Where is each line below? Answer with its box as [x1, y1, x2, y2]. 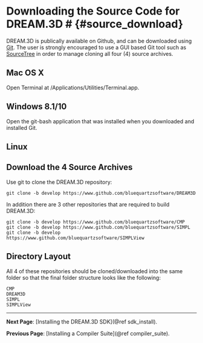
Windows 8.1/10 [6, 101, 67, 112]
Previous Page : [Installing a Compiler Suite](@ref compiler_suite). [6, 330, 170, 337]
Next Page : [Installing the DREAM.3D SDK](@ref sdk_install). [6, 318, 158, 325]
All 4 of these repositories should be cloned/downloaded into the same [6, 267, 183, 274]
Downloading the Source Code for [6, 4, 180, 18]
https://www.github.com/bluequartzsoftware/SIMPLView [6, 235, 145, 241]
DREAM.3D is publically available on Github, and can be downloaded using [6, 37, 192, 44]
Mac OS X [6, 68, 44, 78]
